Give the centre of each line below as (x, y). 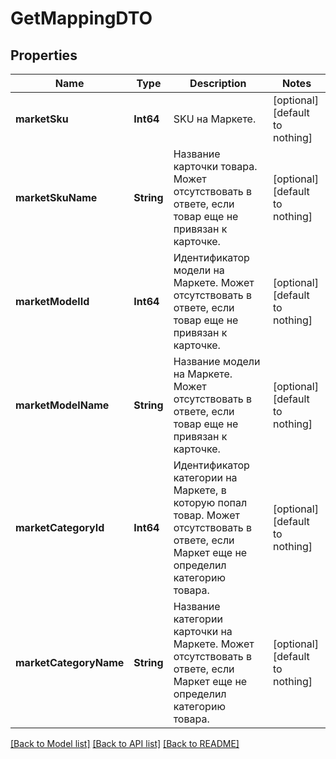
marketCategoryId (60, 527)
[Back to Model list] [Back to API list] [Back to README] (125, 743)
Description (218, 83)
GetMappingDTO (81, 18)
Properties (44, 55)
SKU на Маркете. (215, 119)
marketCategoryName (70, 662)
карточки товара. (215, 166)
